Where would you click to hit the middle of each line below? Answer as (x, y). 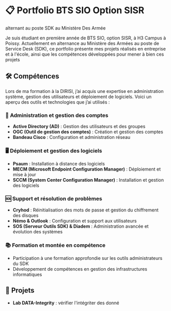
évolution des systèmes (38, 231)
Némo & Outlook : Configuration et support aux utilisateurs (75, 221)
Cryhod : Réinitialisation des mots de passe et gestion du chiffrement (86, 210)
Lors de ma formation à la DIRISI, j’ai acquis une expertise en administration (84, 91)
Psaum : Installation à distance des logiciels (59, 164)
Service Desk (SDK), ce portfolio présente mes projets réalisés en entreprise (86, 49)
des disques (26, 215)
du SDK (21, 264)
